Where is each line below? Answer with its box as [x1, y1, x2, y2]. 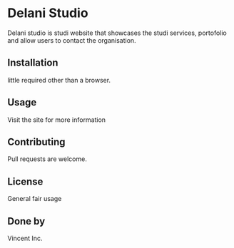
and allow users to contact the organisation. [7, 36, 137, 44]
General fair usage [7, 195, 62, 203]
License [7, 175, 44, 187]
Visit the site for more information [7, 115, 106, 124]
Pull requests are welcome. [7, 155, 87, 163]
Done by [7, 215, 46, 227]
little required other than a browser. [7, 76, 111, 84]
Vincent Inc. [7, 234, 43, 242]
